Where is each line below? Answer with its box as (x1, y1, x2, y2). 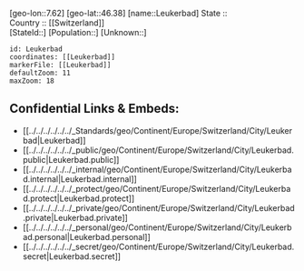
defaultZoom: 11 (9, 68, 71, 77)
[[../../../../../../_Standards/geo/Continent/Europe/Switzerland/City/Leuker (22, 125, 293, 135)
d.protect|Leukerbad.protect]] (22, 193, 135, 204)
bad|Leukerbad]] (22, 135, 86, 146)
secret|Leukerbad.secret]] (22, 250, 121, 262)
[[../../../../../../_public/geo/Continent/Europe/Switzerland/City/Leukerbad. (22, 145, 295, 156)
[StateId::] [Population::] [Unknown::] (9, 27, 147, 37)
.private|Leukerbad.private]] (22, 212, 129, 223)
